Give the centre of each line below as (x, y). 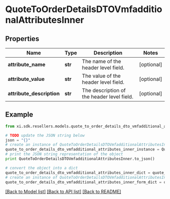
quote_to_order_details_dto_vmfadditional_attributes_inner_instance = (82, 150)
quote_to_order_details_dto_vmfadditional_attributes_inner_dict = (78, 173)
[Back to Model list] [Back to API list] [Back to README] (63, 192)
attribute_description (34, 93)
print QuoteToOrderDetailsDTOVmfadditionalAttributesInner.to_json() (80, 159)
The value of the (101, 76)
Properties (22, 39)
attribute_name (27, 64)
